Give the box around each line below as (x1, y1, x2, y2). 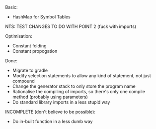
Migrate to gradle (12, 67, 48, 73)
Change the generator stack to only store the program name (12, 83, 136, 89)
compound (12, 78, 35, 84)
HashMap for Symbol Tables (12, 14, 71, 19)
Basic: (5, 4, 18, 10)
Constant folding (12, 43, 47, 49)
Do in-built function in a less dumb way (12, 119, 93, 124)
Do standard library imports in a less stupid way (12, 99, 110, 105)
